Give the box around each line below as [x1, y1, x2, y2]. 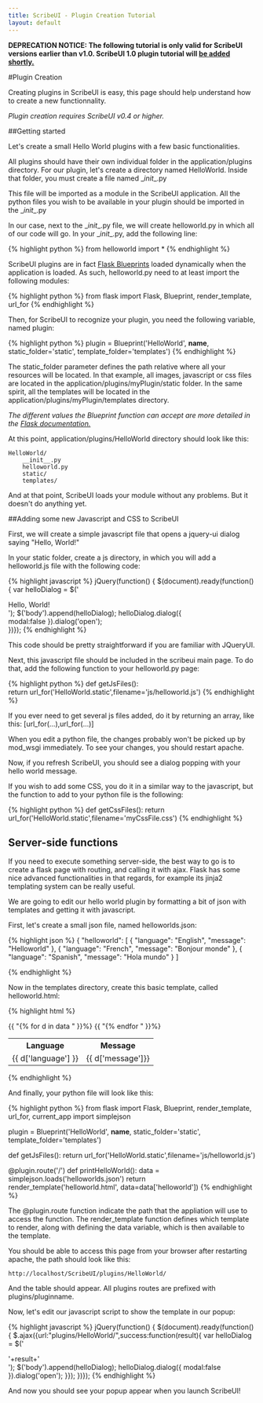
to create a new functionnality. [8, 96, 107, 105]
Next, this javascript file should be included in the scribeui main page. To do [8, 655, 254, 664]
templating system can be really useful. [8, 882, 136, 891]
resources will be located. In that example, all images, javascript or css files [8, 370, 252, 379]
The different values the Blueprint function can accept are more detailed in [8, 410, 251, 420]
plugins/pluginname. [8, 1292, 75, 1302]
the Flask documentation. [8, 418, 91, 428]
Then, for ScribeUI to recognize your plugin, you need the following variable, [8, 315, 256, 324]
